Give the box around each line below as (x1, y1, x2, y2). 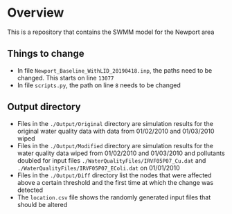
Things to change (7, 48, 84, 60)
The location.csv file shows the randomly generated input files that (17, 193, 211, 202)
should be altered (17, 200, 68, 208)
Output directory (7, 101, 81, 113)
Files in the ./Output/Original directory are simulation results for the (17, 119, 213, 127)
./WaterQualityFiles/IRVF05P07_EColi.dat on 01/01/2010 (17, 163, 180, 172)
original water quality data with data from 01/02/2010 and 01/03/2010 (17, 127, 215, 135)
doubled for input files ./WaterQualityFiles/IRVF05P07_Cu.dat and (17, 156, 206, 164)
